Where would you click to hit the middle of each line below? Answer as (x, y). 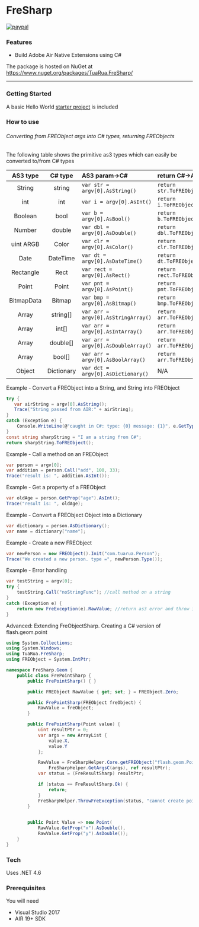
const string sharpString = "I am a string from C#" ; (74, 437)
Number (25, 230)
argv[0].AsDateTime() (112, 261)
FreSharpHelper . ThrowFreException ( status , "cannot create (111, 801)
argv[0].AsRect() (106, 275)
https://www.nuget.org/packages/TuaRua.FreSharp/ (70, 73)
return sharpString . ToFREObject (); (50, 442)
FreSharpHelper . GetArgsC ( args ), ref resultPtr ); (109, 768)
